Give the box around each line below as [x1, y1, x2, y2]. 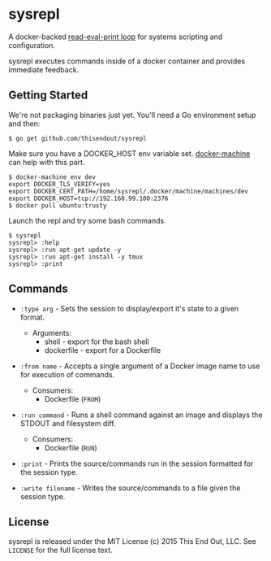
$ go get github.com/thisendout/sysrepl [8, 134, 148, 142]
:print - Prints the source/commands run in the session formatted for [19, 459, 254, 468]
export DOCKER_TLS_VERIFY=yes [8, 180, 111, 188]
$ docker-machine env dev [8, 172, 96, 181]
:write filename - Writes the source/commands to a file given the [19, 483, 241, 493]
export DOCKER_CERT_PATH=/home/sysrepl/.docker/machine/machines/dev [8, 187, 249, 195]
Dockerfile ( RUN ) [44, 442, 97, 452]
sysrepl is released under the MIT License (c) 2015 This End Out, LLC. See [8, 537, 257, 546]
